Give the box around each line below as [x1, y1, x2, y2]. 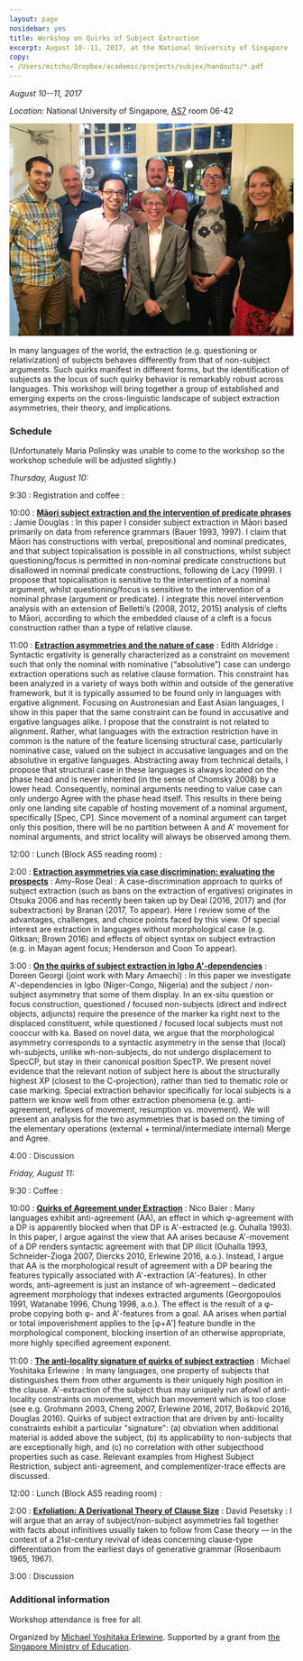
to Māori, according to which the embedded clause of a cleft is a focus [9, 613, 272, 624]
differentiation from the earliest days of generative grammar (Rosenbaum [9, 1544, 281, 1555]
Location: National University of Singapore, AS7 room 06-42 [9, 106, 234, 116]
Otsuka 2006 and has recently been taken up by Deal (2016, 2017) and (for [9, 895, 287, 906]
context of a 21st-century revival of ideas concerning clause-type [9, 1534, 253, 1546]
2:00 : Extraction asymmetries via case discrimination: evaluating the [9, 867, 275, 877]
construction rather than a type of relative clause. [9, 622, 193, 633]
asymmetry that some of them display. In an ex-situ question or [39, 989, 274, 1000]
